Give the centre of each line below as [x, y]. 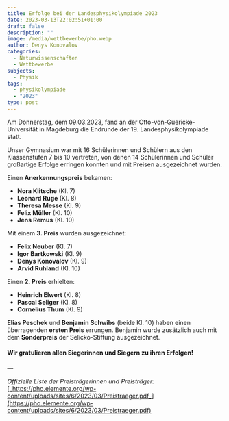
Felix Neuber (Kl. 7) [45, 246]
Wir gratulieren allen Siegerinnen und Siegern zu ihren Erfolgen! [100, 353]
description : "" [30, 33]
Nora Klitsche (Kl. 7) [46, 191]
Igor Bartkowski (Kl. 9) [49, 253]
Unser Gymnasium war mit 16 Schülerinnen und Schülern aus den [100, 150]
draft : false [26, 26]
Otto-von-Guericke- [167, 122]
